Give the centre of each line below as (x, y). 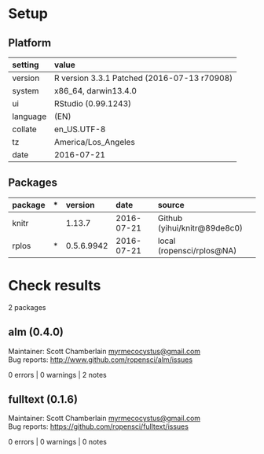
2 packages (27, 307)
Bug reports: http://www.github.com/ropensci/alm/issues (101, 360)
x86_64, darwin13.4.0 (95, 91)
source (171, 205)
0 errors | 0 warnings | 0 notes (58, 442)
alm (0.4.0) (36, 332)
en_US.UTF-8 (80, 129)
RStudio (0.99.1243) (93, 103)
